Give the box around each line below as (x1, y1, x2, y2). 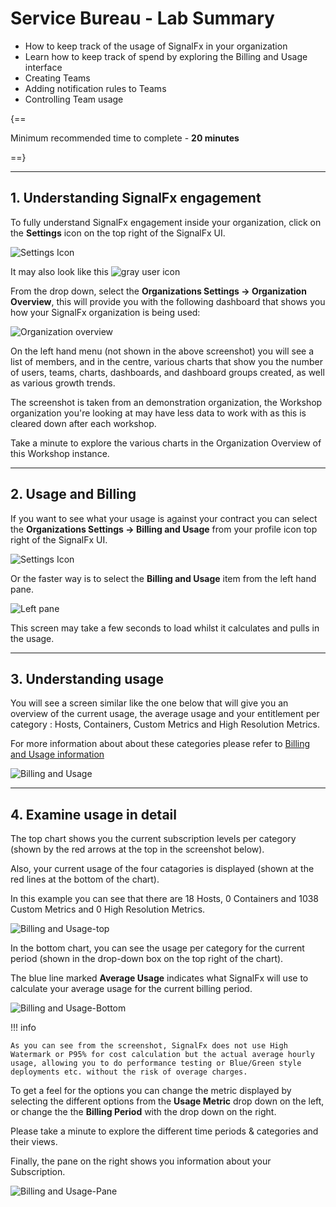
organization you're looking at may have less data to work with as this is (10, 407, 307, 419)
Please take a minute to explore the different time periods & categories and (10, 1125, 319, 1137)
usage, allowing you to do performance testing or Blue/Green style (10, 1058, 302, 1069)
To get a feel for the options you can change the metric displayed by (10, 1085, 292, 1097)
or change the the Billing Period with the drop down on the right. (10, 1106, 277, 1118)
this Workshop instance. (10, 447, 110, 459)
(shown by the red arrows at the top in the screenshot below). (10, 843, 265, 856)
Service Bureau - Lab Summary (10, 7, 275, 30)
